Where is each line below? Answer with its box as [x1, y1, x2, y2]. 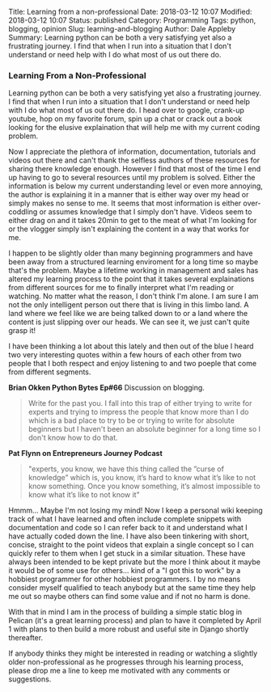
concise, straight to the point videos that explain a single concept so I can [8, 540, 254, 550]
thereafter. [8, 633, 43, 643]
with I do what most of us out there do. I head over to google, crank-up [8, 105, 245, 116]
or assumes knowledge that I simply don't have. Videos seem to [39, 207, 252, 217]
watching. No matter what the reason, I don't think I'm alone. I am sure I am [8, 291, 259, 302]
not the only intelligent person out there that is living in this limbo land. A [8, 300, 249, 310]
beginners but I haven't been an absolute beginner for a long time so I [28, 424, 261, 434]
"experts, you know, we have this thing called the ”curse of [28, 464, 225, 474]
